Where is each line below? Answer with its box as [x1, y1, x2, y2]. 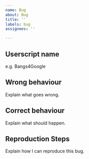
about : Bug [5, 12, 28, 17]
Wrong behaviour [5, 78, 62, 87]
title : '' [5, 17, 26, 22]
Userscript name [5, 49, 60, 59]
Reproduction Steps [5, 135, 70, 143]
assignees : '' [5, 26, 36, 32]
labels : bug [5, 21, 31, 27]
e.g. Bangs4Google [5, 63, 46, 69]
